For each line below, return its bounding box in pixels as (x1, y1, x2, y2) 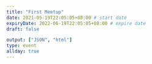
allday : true (6, 48, 40, 55)
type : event (6, 43, 37, 49)
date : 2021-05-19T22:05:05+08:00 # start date (6, 15, 127, 21)
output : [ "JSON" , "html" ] (6, 37, 72, 43)
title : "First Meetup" (6, 9, 64, 15)
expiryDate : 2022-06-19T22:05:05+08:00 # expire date (6, 20, 147, 26)
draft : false (6, 26, 40, 32)
